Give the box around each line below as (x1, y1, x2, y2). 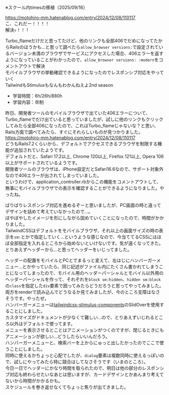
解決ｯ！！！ (5, 27, 30, 33)
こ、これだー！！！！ (5, 21, 49, 26)
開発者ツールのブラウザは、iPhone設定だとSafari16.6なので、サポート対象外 (5, 166, 164, 172)
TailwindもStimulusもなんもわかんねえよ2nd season (5, 82, 114, 88)
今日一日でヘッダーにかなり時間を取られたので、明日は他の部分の (5, 365, 142, 371)
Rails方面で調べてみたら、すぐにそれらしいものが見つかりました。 (5, 129, 143, 135)
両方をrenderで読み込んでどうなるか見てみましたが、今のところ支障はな (5, 289, 156, 295)
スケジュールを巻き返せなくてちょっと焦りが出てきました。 (5, 384, 129, 390)
